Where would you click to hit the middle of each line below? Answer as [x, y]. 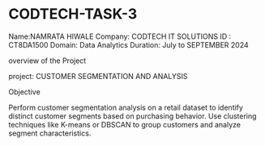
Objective [24, 92]
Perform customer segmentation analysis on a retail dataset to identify [126, 107]
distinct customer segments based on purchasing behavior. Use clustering [132, 116]
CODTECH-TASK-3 [73, 14]
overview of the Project [47, 60]
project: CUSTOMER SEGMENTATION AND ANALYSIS [98, 76]
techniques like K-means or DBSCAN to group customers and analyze [125, 124]
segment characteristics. [50, 133]
